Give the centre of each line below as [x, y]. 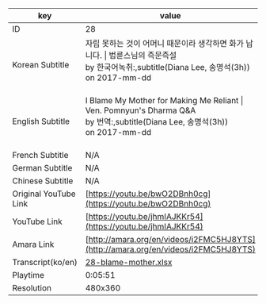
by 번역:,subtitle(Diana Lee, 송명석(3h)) [157, 122]
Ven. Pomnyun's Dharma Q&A [141, 110]
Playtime [28, 275]
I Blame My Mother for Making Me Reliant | [164, 100]
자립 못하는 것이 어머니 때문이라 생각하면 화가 [164, 43]
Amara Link [33, 244]
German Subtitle [42, 168]
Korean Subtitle [41, 65]
